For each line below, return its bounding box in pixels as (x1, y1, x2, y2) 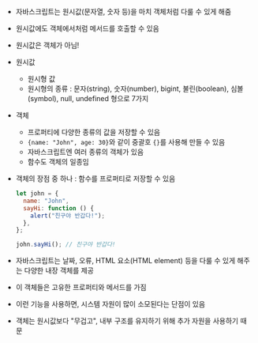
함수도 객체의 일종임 (27, 157, 89, 166)
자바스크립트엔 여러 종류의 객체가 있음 (27, 147, 144, 156)
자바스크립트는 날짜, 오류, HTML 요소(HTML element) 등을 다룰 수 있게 (15, 256, 236, 266)
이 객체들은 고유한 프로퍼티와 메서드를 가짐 (15, 283, 148, 292)
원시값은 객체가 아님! (15, 40, 80, 50)
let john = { (15, 190, 59, 198)
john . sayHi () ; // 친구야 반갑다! (15, 240, 116, 249)
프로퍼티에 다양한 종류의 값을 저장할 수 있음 (27, 127, 160, 137)
